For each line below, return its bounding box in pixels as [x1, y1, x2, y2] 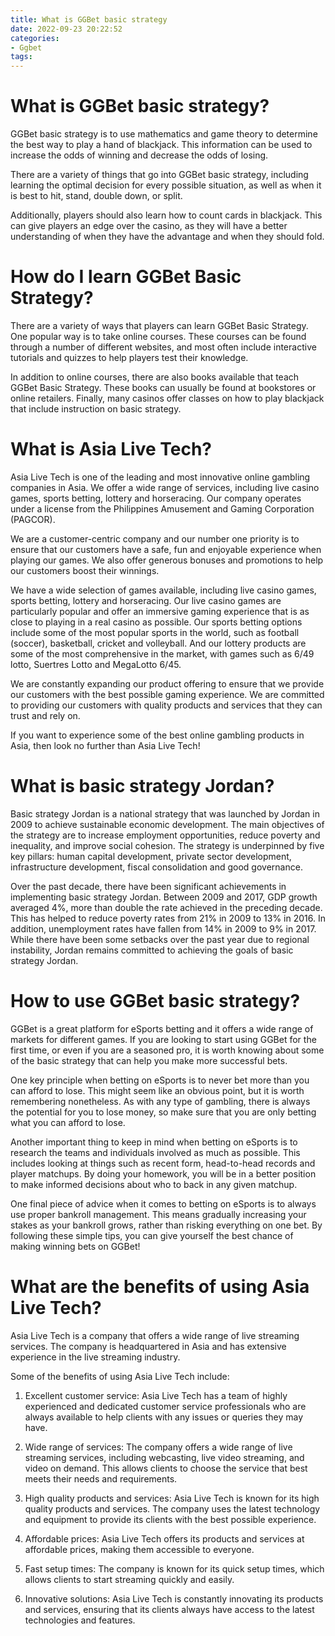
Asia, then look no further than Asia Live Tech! [10, 739, 201, 751]
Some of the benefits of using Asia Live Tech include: [10, 1370, 230, 1382]
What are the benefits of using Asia [10, 1276, 310, 1298]
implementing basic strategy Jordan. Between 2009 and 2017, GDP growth [10, 891, 318, 903]
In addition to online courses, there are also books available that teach [10, 371, 300, 383]
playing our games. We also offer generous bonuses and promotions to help [10, 554, 324, 566]
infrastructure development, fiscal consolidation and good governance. [10, 861, 303, 873]
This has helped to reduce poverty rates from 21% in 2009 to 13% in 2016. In [10, 912, 326, 924]
